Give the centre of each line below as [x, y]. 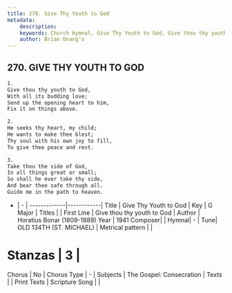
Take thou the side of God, [48, 166]
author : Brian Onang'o [52, 39]
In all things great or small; [52, 173]
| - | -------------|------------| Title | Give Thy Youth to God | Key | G [115, 205]
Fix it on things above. [43, 109]
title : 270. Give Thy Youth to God [58, 14]
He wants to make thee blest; [51, 135]
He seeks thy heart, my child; [52, 128]
